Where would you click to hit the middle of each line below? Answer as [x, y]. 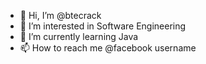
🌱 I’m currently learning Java [79, 36]
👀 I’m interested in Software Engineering [103, 26]
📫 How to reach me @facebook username [108, 48]
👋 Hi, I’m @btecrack [60, 15]
